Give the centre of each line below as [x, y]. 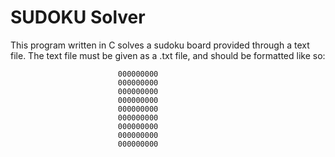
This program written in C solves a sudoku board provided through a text [160, 45]
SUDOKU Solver [78, 17]
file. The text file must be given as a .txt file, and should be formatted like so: [168, 55]
